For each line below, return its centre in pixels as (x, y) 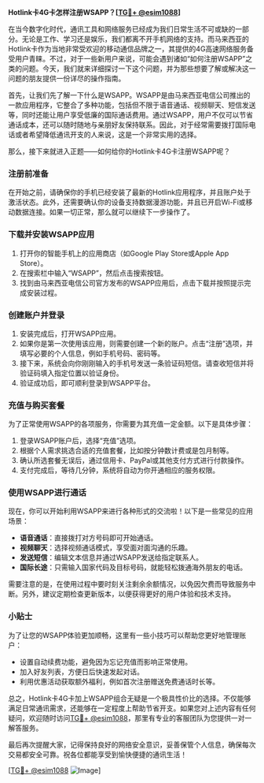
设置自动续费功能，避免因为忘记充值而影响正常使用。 (106, 662)
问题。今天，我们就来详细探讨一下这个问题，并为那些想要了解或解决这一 (139, 69)
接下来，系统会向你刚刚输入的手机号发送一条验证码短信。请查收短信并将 (136, 363)
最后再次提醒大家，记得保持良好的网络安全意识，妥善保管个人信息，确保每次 (132, 744)
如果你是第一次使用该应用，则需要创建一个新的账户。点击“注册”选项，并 (136, 343)
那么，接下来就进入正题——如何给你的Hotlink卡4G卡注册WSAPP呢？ (119, 151)
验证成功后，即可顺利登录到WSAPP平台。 (87, 382)
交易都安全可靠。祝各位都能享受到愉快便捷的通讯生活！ (97, 754)
